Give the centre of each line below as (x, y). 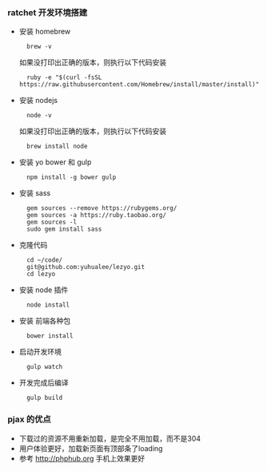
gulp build (45, 398)
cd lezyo (41, 274)
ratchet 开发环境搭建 (48, 12)
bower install (50, 336)
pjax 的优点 (29, 419)
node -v (40, 116)
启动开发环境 (40, 352)
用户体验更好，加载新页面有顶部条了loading (91, 448)
